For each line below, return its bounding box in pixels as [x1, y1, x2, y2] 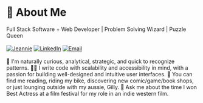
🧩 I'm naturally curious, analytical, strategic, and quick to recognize [6, 58, 175, 65]
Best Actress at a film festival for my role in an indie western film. [6, 90, 169, 97]
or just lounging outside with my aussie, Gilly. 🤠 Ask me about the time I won [6, 83, 198, 90]
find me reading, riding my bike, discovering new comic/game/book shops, [6, 77, 194, 84]
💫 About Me [6, 5, 67, 19]
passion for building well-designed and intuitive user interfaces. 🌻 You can [6, 70, 193, 78]
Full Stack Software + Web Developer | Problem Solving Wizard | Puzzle [6, 25, 187, 33]
